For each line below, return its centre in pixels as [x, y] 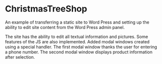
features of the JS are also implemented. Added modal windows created [77, 41]
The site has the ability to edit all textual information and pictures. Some [77, 37]
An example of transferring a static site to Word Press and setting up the [77, 22]
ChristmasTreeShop [46, 9]
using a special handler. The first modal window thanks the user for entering [81, 47]
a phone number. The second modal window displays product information [79, 52]
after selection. [20, 57]
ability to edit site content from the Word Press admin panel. [65, 27]
